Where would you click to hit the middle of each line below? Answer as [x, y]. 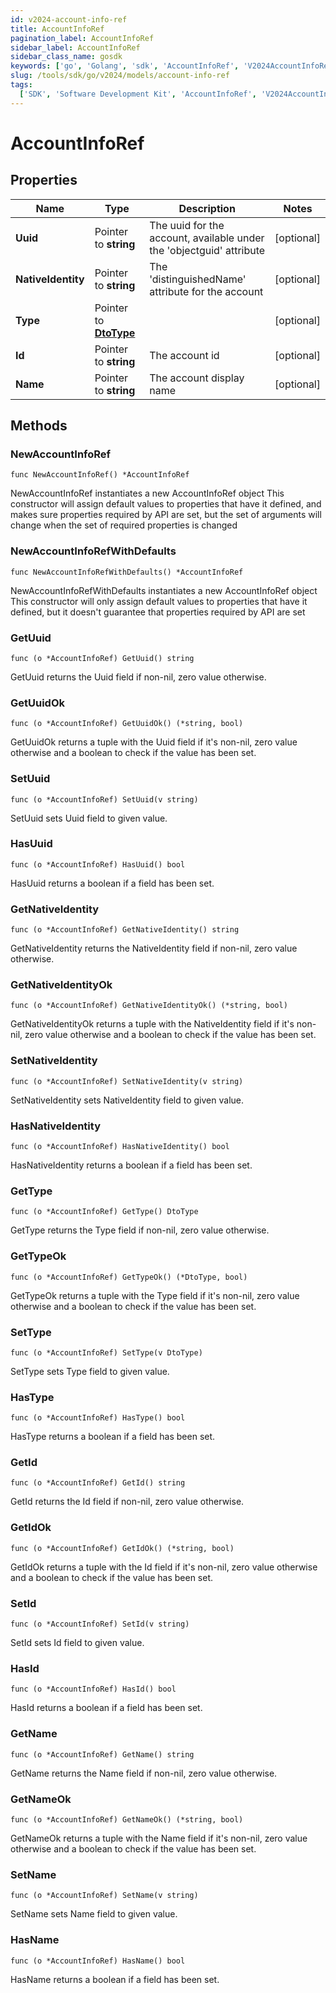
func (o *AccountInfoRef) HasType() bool [98, 1418]
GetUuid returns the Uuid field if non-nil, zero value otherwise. [138, 677]
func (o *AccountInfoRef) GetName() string [102, 1754]
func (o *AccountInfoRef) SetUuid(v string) [104, 799]
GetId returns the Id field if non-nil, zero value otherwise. [127, 1502]
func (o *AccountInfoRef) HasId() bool [93, 1689]
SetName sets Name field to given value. [94, 1914]
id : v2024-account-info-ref [69, 19]
